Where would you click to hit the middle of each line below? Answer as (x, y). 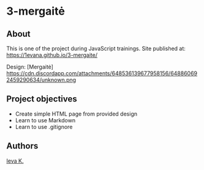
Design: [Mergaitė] (30, 67)
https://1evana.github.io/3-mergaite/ (52, 55)
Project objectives (42, 99)
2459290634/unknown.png (41, 80)
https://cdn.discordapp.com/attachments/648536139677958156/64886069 (102, 73)
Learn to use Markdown (45, 120)
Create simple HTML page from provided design (76, 114)
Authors (22, 146)
